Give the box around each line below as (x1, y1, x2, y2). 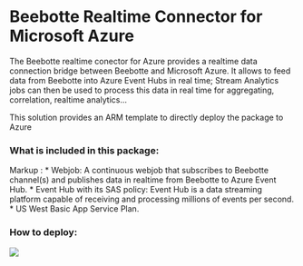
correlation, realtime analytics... (9, 94, 128, 105)
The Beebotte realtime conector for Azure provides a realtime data (9, 55, 259, 66)
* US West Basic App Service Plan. (9, 203, 140, 214)
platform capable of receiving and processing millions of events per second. (9, 193, 295, 205)
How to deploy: (9, 226, 78, 239)
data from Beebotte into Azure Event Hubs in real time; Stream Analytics (9, 74, 279, 85)
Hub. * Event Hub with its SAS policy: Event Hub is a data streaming (9, 184, 263, 195)
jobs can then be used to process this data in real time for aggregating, (9, 84, 275, 95)
